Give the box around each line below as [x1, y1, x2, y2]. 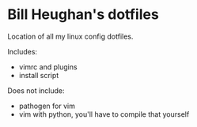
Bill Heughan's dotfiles [7, 6, 159, 24]
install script [18, 70, 59, 80]
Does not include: [7, 85, 65, 95]
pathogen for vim [18, 101, 76, 110]
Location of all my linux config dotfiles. [7, 32, 134, 41]
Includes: [7, 47, 37, 56]
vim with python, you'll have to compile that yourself [18, 109, 190, 119]
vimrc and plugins [18, 62, 78, 72]
